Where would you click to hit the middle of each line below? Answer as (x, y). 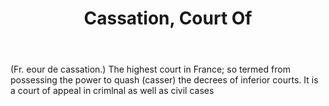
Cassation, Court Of (168, 18)
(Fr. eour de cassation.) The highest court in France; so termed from (150, 69)
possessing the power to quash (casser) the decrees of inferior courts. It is (164, 80)
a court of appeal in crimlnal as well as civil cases (112, 91)
